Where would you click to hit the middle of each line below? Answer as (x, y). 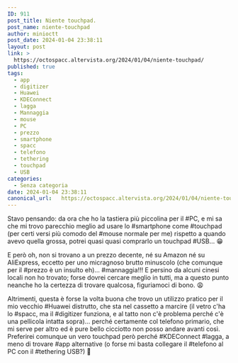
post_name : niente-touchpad (49, 27)
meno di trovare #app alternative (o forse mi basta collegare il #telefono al (115, 344)
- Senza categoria (41, 185)
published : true (31, 67)
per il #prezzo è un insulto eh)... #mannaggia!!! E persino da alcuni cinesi (113, 270)
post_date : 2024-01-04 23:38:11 (55, 40)
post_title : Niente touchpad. (52, 21)
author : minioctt (33, 34)
